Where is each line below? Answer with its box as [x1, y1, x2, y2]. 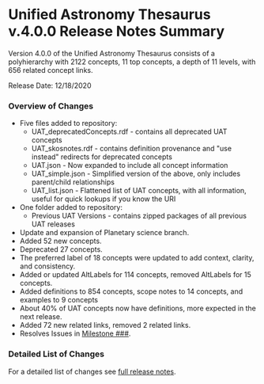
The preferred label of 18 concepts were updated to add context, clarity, [19, 253, 255, 263]
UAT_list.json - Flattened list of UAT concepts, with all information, [31, 186, 247, 196]
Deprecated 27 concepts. [19, 245, 103, 254]
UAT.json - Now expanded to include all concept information [31, 161, 228, 170]
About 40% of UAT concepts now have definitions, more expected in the [19, 303, 257, 314]
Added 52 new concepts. [19, 236, 102, 246]
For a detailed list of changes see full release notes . [8, 367, 176, 376]
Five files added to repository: [19, 119, 118, 128]
